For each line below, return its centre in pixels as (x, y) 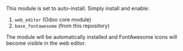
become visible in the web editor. (46, 43)
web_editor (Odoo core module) (53, 19)
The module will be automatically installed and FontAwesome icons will (92, 37)
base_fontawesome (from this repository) (62, 26)
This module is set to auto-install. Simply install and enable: (78, 8)
